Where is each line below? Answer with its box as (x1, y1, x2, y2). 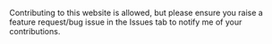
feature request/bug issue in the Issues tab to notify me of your (9, 17, 242, 27)
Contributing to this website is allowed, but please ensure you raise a (9, 8, 264, 18)
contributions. (9, 26, 61, 36)
